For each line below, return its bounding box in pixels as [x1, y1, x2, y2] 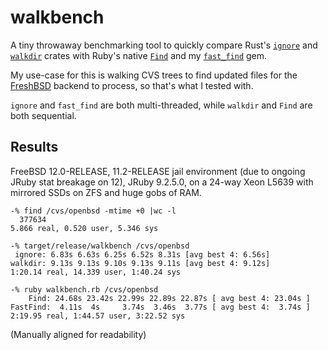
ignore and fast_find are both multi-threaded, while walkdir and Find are [10, 99, 313, 111]
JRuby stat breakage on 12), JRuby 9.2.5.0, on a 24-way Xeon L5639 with [10, 176, 314, 188]
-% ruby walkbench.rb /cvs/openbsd [10, 284, 159, 295]
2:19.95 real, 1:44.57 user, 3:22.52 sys [10, 311, 186, 321]
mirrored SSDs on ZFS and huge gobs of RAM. [10, 186, 202, 198]
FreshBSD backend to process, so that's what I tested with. [10, 79, 254, 91]
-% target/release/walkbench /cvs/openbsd [10, 241, 190, 251]
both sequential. [10, 109, 77, 121]
